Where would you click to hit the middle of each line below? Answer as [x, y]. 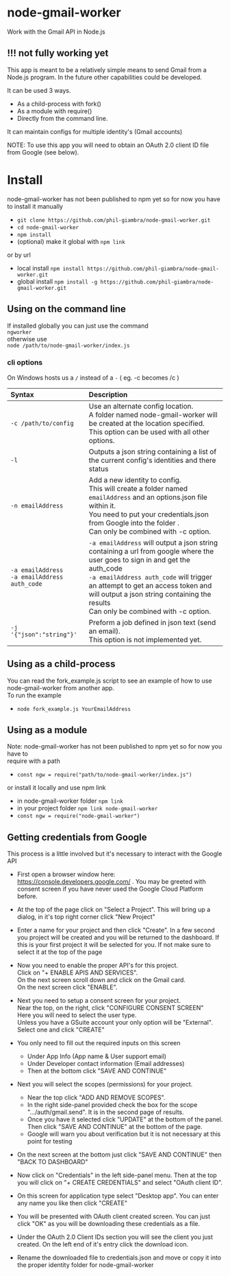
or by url [19, 255]
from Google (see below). [43, 152]
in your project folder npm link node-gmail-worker [87, 808]
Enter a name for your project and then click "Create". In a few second [116, 930]
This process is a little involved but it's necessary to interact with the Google [115, 854]
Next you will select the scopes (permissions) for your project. [105, 1084]
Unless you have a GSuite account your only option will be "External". [115, 1023]
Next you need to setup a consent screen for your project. [99, 1001]
